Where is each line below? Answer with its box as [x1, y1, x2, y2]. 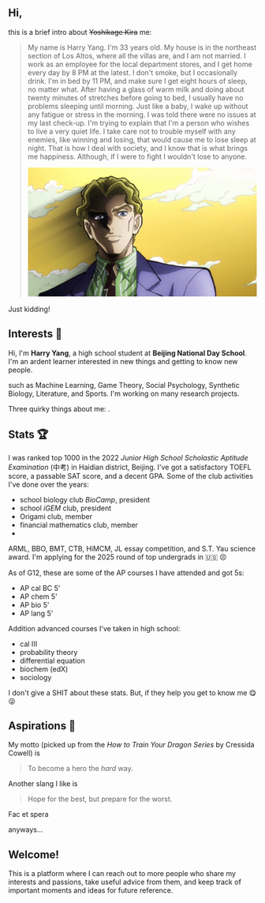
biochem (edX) [19, 664, 69, 674]
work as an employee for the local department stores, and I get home [27, 59, 252, 69]
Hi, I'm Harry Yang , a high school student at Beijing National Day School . [8, 348, 247, 358]
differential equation [19, 656, 85, 665]
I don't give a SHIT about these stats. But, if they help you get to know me [8, 687, 248, 698]
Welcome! [8, 848, 59, 861]
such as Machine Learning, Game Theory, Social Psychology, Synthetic [8, 380, 241, 389]
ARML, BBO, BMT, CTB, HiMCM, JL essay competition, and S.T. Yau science [8, 544, 256, 553]
